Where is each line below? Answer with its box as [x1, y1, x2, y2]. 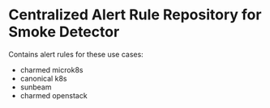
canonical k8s [19, 73, 67, 83]
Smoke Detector [8, 23, 120, 41]
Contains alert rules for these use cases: [8, 49, 144, 59]
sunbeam [19, 82, 52, 92]
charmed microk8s [19, 64, 84, 74]
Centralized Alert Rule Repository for [8, 6, 262, 24]
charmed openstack [19, 90, 88, 100]
